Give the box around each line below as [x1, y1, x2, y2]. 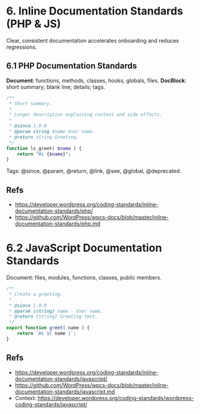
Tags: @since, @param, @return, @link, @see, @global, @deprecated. [6, 168, 181, 175]
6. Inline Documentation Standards [6, 4, 183, 18]
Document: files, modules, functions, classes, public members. [6, 274, 162, 281]
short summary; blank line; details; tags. [6, 83, 105, 90]
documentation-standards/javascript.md [14, 387, 115, 395]
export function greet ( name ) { [6, 325, 90, 331]
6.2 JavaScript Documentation [6, 241, 162, 255]
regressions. [6, 43, 37, 51]
